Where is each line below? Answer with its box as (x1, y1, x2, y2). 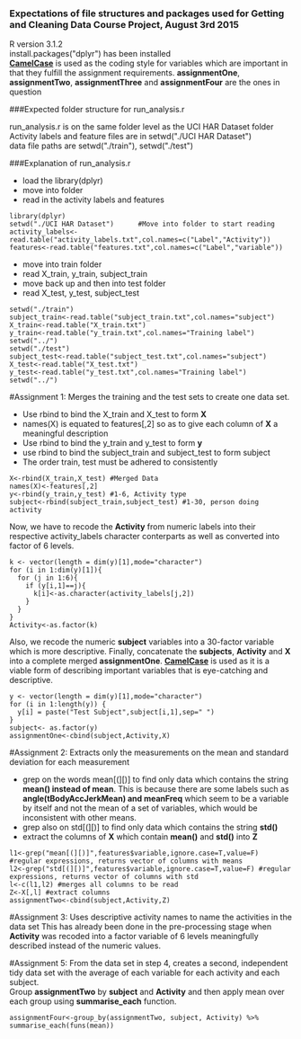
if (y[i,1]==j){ (25, 582, 87, 591)
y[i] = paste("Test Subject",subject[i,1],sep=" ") (17, 708, 216, 717)
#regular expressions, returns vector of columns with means (9, 857, 243, 866)
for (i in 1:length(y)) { (9, 700, 106, 709)
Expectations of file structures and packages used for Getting (9, 7, 285, 20)
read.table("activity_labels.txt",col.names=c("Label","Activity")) (9, 235, 271, 244)
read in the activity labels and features (22, 194, 164, 205)
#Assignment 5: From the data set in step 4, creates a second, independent (9, 958, 288, 969)
